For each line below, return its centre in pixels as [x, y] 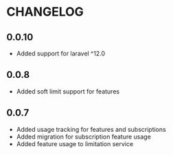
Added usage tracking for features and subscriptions [91, 129]
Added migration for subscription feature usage [84, 137]
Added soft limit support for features [68, 91]
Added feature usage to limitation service [75, 143]
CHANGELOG [45, 12]
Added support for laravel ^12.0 [61, 53]
